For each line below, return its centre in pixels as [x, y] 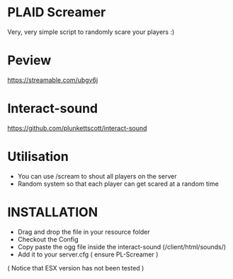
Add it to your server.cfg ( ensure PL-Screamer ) [88, 254]
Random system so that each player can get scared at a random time [118, 184]
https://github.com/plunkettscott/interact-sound [77, 128]
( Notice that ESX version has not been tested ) [76, 268]
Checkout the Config [48, 239]
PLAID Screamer [57, 12]
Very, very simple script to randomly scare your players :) [91, 32]
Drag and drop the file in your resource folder [84, 232]
